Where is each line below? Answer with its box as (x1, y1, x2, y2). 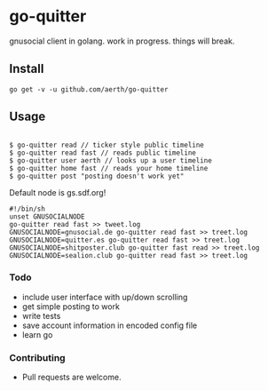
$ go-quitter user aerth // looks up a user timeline (9, 156, 213, 165)
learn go (21, 329, 53, 339)
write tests (21, 310, 61, 321)
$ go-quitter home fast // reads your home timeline (9, 164, 209, 172)
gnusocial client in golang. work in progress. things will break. (9, 36, 235, 46)
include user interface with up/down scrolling (21, 291, 188, 302)
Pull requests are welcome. (21, 371, 122, 383)
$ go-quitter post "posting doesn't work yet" (9, 172, 185, 180)
